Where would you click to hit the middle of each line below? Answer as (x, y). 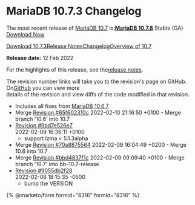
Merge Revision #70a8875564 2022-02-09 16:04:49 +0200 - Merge (101, 144)
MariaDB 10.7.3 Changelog (74, 11)
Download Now (25, 34)
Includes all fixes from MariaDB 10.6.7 (62, 106)
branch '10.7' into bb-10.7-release (57, 164)
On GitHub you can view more (43, 88)
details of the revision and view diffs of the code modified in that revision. (98, 94)
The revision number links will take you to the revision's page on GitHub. (97, 81)
